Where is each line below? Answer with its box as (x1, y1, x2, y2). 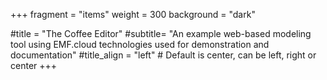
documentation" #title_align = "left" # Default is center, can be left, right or (10, 49, 317, 61)
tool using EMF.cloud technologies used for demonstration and (10, 39, 270, 50)
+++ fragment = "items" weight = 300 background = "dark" (10, 9, 256, 20)
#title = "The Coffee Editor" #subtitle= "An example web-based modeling (10, 28, 312, 39)
